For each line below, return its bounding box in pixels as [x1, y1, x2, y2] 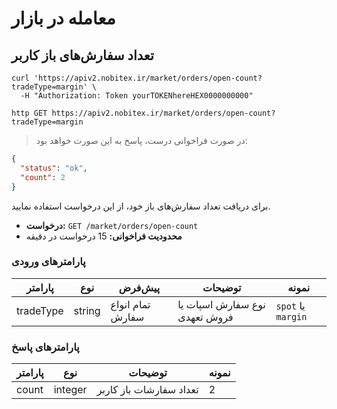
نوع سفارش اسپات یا [177, 297, 266, 311]
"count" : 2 [20, 172, 66, 182]
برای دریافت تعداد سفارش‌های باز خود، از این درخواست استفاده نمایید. [11, 200, 271, 212]
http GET [11, 108, 48, 118]
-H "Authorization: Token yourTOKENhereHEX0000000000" [20, 91, 254, 101]
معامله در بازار [11, 7, 116, 30]
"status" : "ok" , [20, 163, 88, 173]
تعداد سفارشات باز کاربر [96, 383, 199, 397]
